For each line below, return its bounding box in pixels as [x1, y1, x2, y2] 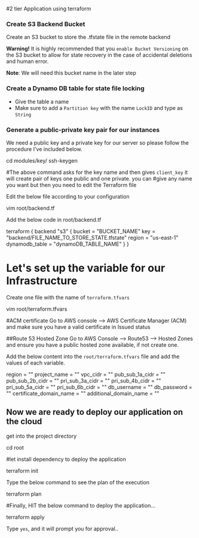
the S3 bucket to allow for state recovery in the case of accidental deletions [6, 51, 192, 59]
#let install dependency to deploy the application [6, 456, 127, 463]
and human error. [6, 58, 49, 65]
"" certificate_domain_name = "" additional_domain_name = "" [6, 390, 160, 397]
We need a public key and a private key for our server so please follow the [6, 139, 189, 146]
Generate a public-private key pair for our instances [6, 126, 160, 134]
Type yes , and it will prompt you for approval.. [6, 525, 118, 532]
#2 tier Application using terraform [6, 5, 91, 12]
